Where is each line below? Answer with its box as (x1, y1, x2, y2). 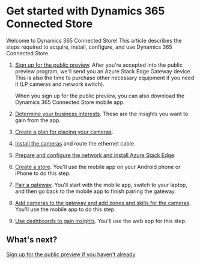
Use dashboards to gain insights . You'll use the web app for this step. (14, 217, 187, 224)
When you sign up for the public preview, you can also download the (14, 92, 185, 99)
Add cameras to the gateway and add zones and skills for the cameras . (14, 199, 191, 206)
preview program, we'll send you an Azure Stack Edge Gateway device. (14, 67, 192, 75)
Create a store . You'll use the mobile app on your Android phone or (14, 163, 181, 170)
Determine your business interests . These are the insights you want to (14, 110, 189, 117)
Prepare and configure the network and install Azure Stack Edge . (14, 152, 176, 159)
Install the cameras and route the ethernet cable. (14, 140, 136, 147)
